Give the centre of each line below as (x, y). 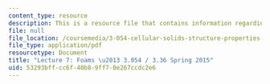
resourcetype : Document (48, 53)
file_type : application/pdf (55, 46)
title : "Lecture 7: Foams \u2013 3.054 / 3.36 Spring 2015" (111, 61)
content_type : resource (48, 16)
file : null (27, 30)
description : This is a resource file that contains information (120, 23)
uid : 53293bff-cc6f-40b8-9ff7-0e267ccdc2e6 (82, 68)
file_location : (34, 38)
